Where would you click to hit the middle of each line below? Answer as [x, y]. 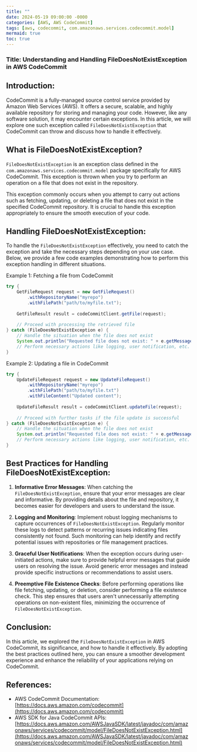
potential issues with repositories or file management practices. [91, 542]
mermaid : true [23, 34]
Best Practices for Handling [57, 463]
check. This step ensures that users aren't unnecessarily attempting [97, 596]
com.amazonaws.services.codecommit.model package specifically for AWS [94, 170]
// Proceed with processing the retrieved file [76, 325]
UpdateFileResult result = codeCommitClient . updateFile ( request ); [99, 407]
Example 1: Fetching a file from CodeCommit [60, 276]
